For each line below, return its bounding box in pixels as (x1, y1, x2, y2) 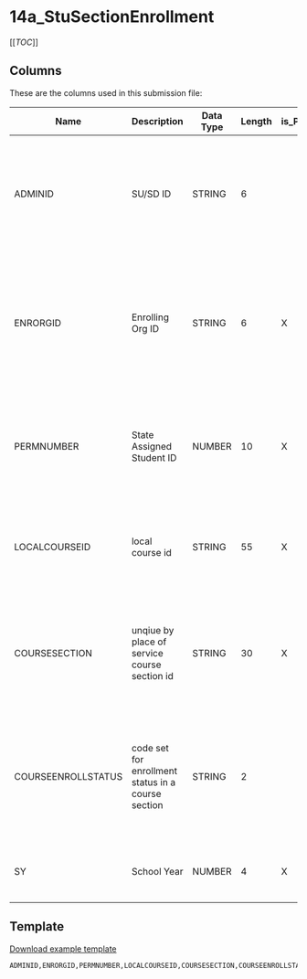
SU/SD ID (131, 187, 172, 200)
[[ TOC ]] (9, 37, 38, 48)
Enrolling (131, 311, 169, 324)
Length (240, 114, 272, 127)
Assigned (131, 440, 172, 452)
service (131, 646, 164, 659)
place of (131, 635, 167, 648)
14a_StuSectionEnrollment (9, 6, 215, 27)
